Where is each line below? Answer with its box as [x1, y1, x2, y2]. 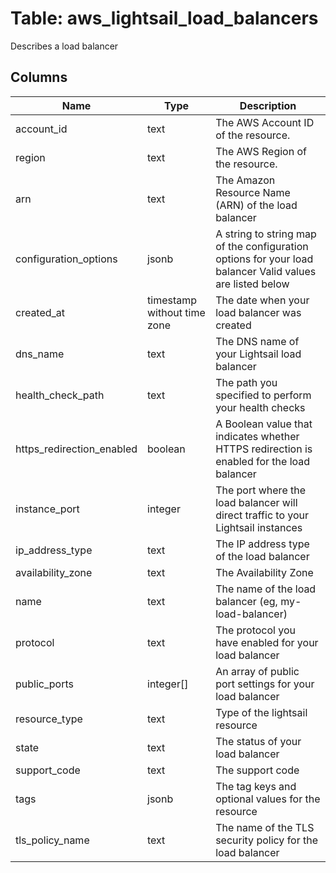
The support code [215, 763, 300, 777]
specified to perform [215, 388, 312, 402]
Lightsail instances [215, 520, 303, 534]
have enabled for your [215, 635, 319, 649]
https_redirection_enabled [15, 442, 138, 456]
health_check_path [15, 388, 105, 402]
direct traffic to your [215, 508, 310, 522]
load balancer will [215, 495, 298, 509]
